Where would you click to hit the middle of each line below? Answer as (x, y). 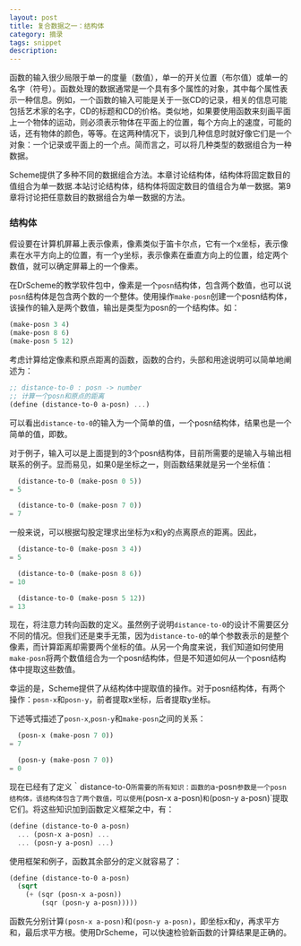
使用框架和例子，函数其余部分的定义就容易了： (95, 861)
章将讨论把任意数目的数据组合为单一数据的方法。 (99, 197)
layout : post (34, 17)
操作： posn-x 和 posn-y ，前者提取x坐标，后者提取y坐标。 (112, 700)
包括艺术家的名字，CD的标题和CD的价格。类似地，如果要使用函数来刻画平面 (150, 111)
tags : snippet (36, 43)
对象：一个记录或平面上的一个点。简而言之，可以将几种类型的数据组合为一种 (150, 145)
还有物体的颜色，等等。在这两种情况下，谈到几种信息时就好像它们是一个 (158, 133)
